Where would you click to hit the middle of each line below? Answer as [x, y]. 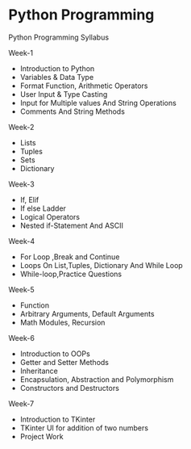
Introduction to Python [57, 68]
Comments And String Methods [72, 111]
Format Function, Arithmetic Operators [84, 86]
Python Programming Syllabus [59, 37]
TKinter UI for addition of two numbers [84, 428]
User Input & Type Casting [64, 94]
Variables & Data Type [57, 77]
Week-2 [21, 127]
